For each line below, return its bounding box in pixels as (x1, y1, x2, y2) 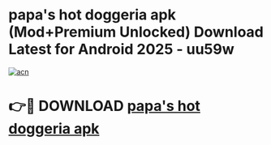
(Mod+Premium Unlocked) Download (8, 23, 264, 41)
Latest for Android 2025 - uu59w (8, 41, 235, 58)
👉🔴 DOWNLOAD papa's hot (8, 97, 201, 115)
